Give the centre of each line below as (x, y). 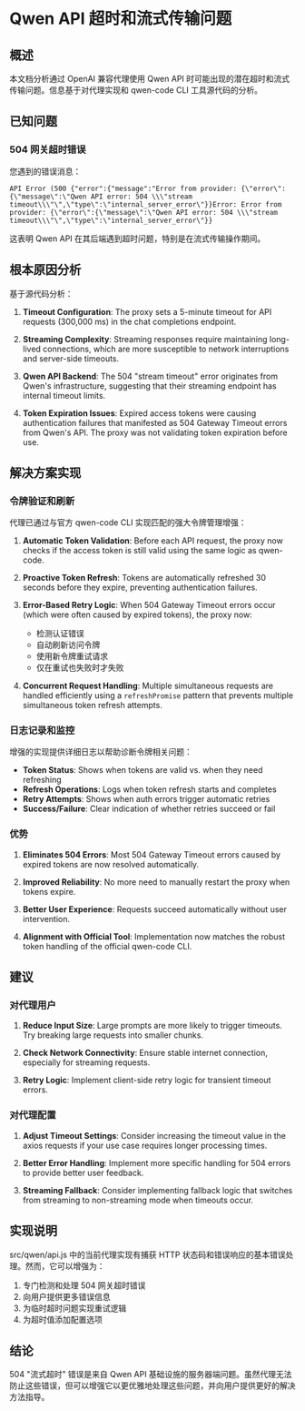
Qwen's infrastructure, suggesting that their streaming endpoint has (149, 386)
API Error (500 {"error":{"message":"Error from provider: (123, 188)
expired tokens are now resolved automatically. (111, 864)
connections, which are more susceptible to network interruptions (166, 349)
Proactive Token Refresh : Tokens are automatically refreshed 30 (144, 578)
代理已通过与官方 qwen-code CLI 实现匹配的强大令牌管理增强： (128, 523)
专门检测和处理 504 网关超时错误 (84, 1285)
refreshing (42, 780)
